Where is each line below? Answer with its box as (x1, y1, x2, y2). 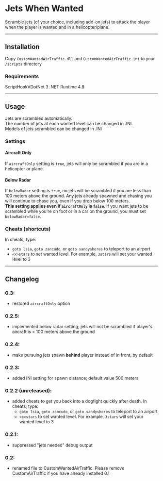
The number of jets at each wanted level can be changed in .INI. (5, 120, 133, 126)
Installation (5, 43, 40, 51)
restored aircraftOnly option (12, 300, 70, 306)
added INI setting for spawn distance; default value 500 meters (12, 375, 139, 381)
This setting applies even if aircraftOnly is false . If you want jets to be (5, 203, 149, 209)
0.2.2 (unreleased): (5, 387, 52, 394)
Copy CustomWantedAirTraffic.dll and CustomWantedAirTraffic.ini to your (5, 55, 155, 61)
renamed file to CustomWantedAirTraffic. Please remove (12, 465, 125, 471)
